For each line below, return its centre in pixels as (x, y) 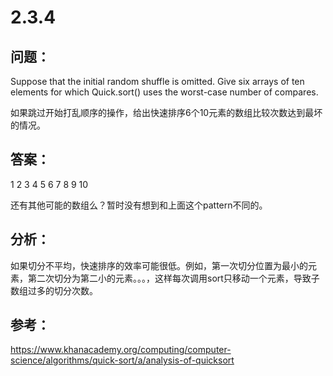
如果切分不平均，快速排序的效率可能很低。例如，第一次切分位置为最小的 (159, 265)
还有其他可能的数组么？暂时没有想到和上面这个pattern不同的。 (139, 205)
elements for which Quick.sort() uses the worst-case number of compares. (164, 92)
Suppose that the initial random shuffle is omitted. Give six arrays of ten (157, 81)
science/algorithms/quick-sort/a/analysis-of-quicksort (122, 360)
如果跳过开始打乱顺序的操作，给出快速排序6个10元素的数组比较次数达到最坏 (166, 112)
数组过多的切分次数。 (54, 290)
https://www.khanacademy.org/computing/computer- (121, 350)
